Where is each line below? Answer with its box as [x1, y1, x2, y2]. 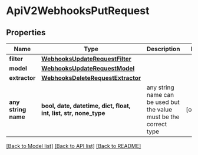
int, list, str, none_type [41, 109, 105, 117]
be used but [146, 98, 180, 106]
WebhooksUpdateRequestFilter [41, 55, 131, 63]
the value [146, 106, 173, 113]
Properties [6, 28, 46, 38]
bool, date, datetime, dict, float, [41, 102, 131, 110]
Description [146, 45, 180, 53]
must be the [146, 113, 180, 121]
